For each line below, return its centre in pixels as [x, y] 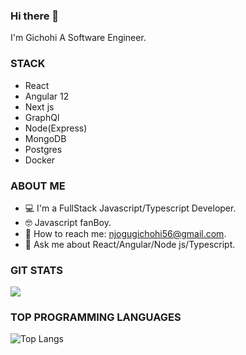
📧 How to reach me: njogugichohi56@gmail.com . [125, 233]
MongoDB [45, 138]
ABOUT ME [38, 186]
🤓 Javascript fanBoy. [68, 222]
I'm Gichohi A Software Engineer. [78, 38]
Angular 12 [47, 96]
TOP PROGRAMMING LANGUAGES [96, 317]
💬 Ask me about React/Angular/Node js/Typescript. [130, 244]
